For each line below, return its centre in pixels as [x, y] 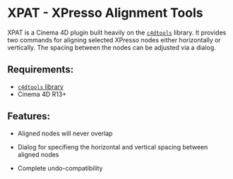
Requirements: [41, 69]
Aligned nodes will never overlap [65, 133]
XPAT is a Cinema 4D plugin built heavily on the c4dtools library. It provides [117, 32]
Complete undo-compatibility [60, 168]
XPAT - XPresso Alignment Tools [105, 13]
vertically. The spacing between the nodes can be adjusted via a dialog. [112, 47]
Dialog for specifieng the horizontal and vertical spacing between [113, 147]
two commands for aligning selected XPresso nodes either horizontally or [114, 39]
